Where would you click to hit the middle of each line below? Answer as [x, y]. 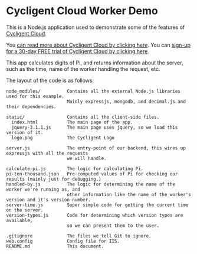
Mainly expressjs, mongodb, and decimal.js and [126, 102]
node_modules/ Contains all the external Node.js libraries [93, 91]
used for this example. [35, 96]
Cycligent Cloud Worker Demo [82, 11]
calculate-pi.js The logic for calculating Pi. [75, 169]
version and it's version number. [49, 200]
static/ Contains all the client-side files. [83, 117]
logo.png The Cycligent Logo [63, 138]
